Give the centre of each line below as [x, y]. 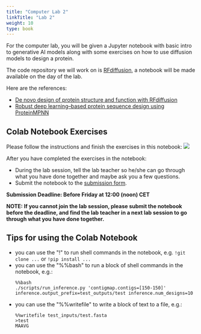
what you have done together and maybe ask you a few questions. [97, 177]
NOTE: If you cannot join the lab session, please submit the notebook [94, 206]
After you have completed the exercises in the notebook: [76, 159]
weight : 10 [20, 23]
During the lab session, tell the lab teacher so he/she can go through [100, 170]
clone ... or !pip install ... [53, 259]
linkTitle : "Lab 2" [31, 17]
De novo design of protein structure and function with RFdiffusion [96, 100]
